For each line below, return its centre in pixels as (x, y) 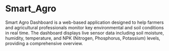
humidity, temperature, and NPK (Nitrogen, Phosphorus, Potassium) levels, (83, 38)
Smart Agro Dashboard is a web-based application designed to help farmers (84, 22)
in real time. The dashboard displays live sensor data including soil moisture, (84, 33)
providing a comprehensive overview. (44, 43)
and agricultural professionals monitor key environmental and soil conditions (84, 27)
